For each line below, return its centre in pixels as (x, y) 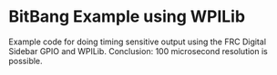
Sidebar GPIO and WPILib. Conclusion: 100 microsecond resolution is (138, 51)
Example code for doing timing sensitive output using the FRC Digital (137, 42)
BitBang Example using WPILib (127, 17)
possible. (26, 61)
